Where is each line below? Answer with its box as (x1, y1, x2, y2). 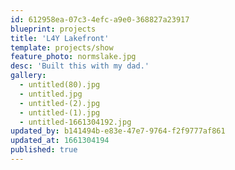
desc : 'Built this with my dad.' (10, 61, 150, 71)
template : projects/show (10, 42, 114, 53)
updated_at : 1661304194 (10, 136, 110, 146)
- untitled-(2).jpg (19, 98, 101, 108)
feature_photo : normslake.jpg (10, 52, 137, 62)
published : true (10, 145, 78, 155)
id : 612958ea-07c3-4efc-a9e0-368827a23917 (10, 14, 190, 25)
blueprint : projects (10, 24, 97, 34)
